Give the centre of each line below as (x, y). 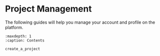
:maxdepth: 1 (18, 36)
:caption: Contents (25, 40)
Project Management (48, 9)
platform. (14, 27)
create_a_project (23, 49)
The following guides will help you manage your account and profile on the (80, 22)
